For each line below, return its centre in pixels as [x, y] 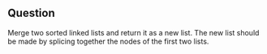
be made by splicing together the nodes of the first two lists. [108, 41]
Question [31, 13]
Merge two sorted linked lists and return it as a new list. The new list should [133, 32]
